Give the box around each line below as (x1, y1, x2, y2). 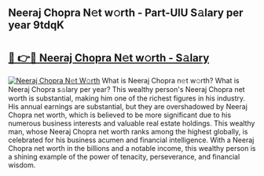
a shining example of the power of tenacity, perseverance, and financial (8, 152, 240, 161)
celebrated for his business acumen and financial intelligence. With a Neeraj (8, 135, 255, 145)
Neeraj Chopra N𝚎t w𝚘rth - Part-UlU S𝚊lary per (8, 6, 244, 20)
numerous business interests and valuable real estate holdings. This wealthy (8, 119, 255, 128)
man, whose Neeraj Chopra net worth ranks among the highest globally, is (8, 127, 248, 136)
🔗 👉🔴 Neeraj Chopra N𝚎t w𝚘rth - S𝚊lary (8, 51, 210, 64)
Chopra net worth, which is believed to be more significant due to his (8, 110, 232, 119)
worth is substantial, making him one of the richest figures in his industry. (8, 93, 246, 103)
